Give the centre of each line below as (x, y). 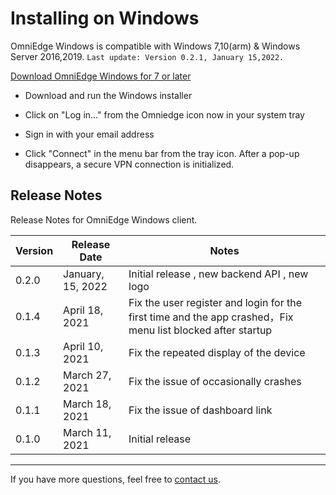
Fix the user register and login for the (215, 302)
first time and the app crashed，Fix (211, 317)
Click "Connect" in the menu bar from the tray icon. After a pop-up (162, 153)
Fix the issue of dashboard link (200, 410)
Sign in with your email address (89, 134)
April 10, (83, 346)
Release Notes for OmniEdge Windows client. (104, 219)
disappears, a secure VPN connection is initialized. (129, 164)
